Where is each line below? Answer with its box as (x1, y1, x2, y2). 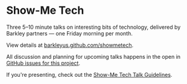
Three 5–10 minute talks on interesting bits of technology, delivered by (6, 23, 181, 31)
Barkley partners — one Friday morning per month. (6, 29, 133, 37)
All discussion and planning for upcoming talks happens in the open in (6, 53, 181, 60)
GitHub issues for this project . (6, 59, 80, 67)
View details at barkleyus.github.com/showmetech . (6, 41, 134, 49)
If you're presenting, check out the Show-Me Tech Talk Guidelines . (6, 71, 173, 78)
